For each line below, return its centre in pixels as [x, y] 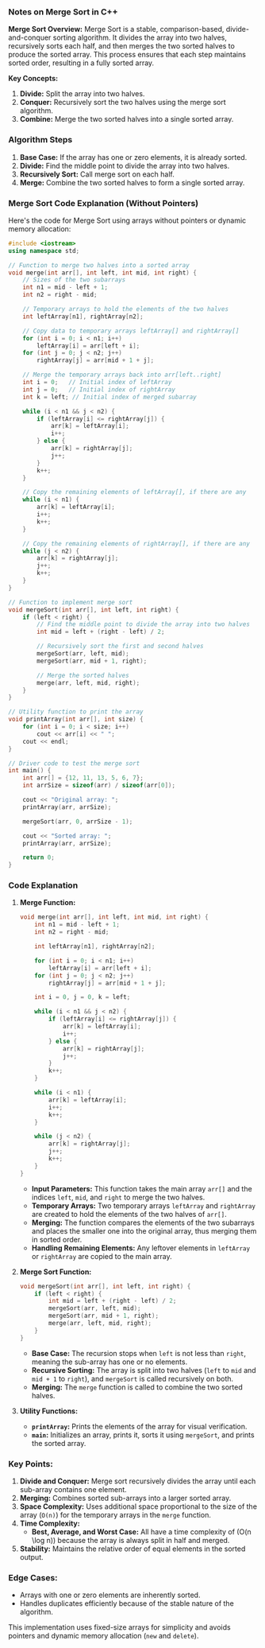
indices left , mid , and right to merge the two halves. [118, 1197]
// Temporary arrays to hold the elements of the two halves [125, 309]
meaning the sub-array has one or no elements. [109, 1362]
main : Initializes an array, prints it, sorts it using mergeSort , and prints [143, 1435]
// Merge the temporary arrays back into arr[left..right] [122, 375]
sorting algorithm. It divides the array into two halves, [140, 37]
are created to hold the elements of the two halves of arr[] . [129, 1214]
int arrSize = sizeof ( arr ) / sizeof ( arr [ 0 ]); [99, 786]
